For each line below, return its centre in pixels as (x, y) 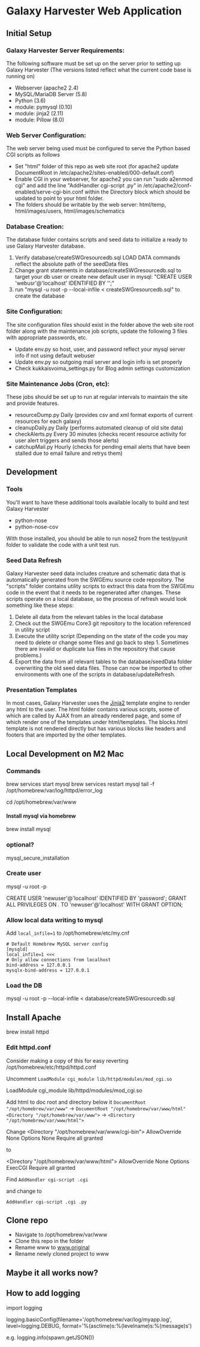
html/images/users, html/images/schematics (70, 211)
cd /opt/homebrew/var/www (41, 802)
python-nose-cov (37, 526)
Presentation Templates (42, 690)
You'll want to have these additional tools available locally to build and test (98, 502)
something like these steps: (40, 606)
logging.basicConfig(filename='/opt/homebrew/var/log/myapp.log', (89, 1319)
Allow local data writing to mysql (55, 920)
